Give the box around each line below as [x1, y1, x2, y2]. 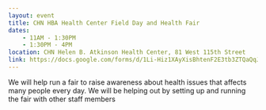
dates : [8, 26, 30, 34]
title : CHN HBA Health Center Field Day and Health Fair [8, 19, 200, 27]
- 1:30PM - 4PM [22, 41, 73, 49]
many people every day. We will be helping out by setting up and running [8, 85, 246, 95]
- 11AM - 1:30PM [22, 33, 77, 42]
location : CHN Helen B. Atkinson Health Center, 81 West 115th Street [8, 48, 246, 56]
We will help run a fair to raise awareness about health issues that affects [8, 77, 247, 87]
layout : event [8, 11, 55, 20]
